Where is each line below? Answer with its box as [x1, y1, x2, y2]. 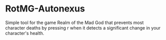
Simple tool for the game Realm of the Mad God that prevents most [5, 19, 144, 25]
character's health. [5, 30, 44, 36]
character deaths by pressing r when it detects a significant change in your [5, 24, 161, 30]
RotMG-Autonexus [5, 3, 86, 14]
